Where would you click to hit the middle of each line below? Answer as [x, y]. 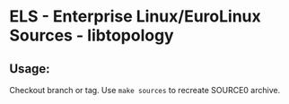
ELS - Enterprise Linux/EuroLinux [136, 17]
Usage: [30, 69]
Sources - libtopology [92, 35]
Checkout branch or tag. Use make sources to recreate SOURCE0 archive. [145, 90]
